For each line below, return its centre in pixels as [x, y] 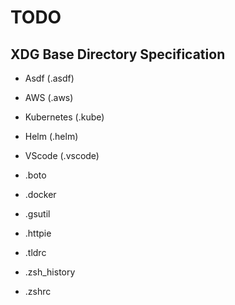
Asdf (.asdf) [49, 78]
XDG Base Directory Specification [118, 54]
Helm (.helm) [51, 136]
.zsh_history [50, 272]
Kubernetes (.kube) [64, 117]
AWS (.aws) [49, 97]
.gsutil [37, 214]
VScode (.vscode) [62, 155]
